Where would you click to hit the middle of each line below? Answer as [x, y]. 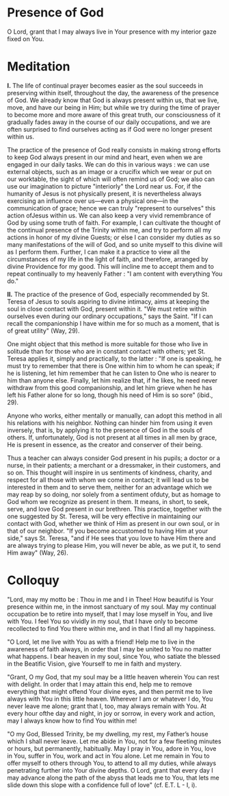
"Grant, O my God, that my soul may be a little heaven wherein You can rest [113, 677]
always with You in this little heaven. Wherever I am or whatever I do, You [110, 699]
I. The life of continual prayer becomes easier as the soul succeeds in [105, 85]
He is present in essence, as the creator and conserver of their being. [105, 444]
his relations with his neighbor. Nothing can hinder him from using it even [110, 422]
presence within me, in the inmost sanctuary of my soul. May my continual [112, 606]
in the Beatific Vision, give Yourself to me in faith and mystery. [95, 664]
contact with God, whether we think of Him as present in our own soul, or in [113, 523]
